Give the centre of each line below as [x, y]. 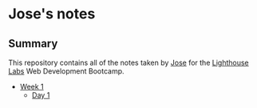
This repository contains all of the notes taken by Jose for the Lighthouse [128, 62]
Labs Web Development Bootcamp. [67, 71]
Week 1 [32, 86]
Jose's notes [52, 14]
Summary [33, 44]
